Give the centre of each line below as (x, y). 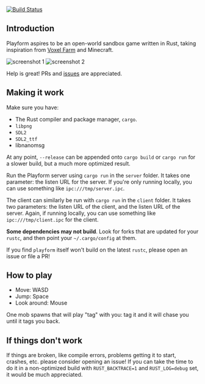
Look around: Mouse (41, 303)
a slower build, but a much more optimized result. (69, 163)
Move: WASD (32, 290)
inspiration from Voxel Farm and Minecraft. (60, 49)
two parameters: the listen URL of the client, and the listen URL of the (93, 206)
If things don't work (44, 340)
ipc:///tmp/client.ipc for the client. (52, 219)
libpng (23, 126)
